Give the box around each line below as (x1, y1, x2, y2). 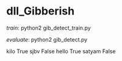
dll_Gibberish (6, 4, 75, 18)
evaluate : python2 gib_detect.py (6, 36, 88, 43)
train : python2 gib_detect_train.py (6, 24, 91, 31)
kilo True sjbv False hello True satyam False (6, 47, 116, 55)
